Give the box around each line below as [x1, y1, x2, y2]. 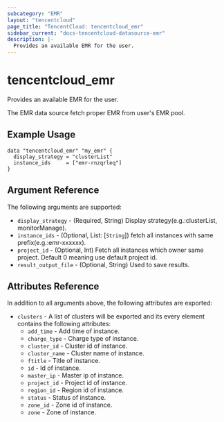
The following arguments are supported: [7, 203, 122, 211]
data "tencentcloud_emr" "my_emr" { [7, 147, 113, 154]
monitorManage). [17, 223, 67, 232]
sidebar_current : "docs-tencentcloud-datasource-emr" [7, 29, 166, 37]
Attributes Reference [7, 280, 100, 292]
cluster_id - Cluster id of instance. [27, 341, 128, 351]
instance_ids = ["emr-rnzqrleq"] [13, 159, 122, 167]
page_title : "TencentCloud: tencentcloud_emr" [7, 23, 144, 30]
